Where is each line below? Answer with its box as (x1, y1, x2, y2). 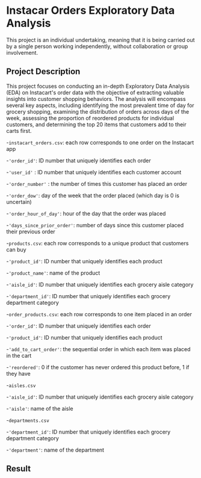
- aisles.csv (6, 381, 36, 388)
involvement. (6, 49, 38, 56)
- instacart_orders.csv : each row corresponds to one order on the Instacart (6, 139, 194, 146)
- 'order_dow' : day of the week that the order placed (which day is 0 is (6, 192, 179, 199)
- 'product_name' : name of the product (6, 269, 100, 277)
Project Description (6, 67, 81, 77)
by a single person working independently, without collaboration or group (6, 43, 188, 50)
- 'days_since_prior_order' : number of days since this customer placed (6, 221, 184, 228)
